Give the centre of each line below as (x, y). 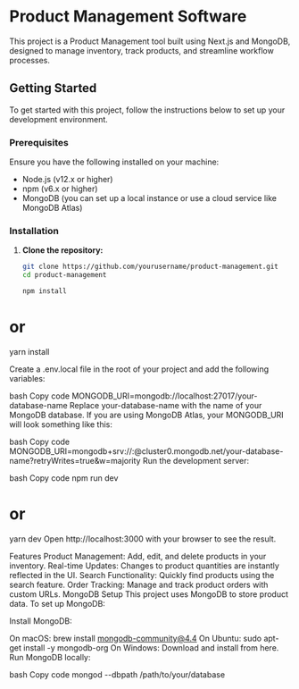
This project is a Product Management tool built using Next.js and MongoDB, (150, 41)
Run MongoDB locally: (50, 657)
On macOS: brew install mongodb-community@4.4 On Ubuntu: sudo (135, 638)
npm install (44, 291)
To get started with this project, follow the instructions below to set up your (147, 110)
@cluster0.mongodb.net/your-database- (208, 451)
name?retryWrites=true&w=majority (75, 460)
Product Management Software (128, 17)
